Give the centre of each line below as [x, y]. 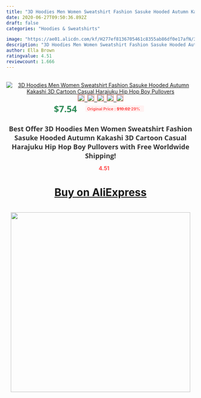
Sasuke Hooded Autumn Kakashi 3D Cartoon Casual [100, 138]
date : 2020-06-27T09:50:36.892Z [46, 17]
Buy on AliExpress [100, 193]
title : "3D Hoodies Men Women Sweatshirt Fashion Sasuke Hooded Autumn [97, 12]
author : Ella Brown [31, 51]
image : [14, 40]
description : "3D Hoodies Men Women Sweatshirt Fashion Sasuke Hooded [96, 45]
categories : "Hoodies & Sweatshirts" [53, 28]
